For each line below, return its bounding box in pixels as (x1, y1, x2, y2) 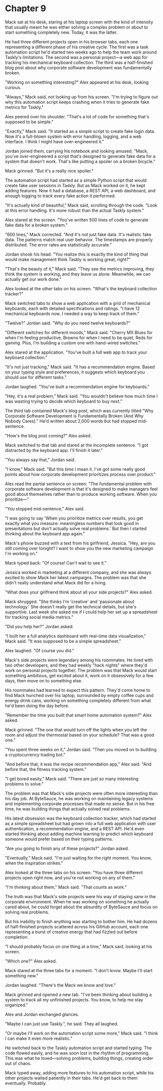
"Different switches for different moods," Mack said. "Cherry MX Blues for (5, 329, 153, 335)
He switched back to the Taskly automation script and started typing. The (5, 1045, 152, 1051)
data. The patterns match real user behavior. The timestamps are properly (5, 237, 153, 243)
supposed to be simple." (5, 119, 54, 125)
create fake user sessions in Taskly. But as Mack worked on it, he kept (5, 182, 146, 188)
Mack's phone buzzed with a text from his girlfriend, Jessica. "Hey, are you (5, 540, 156, 546)
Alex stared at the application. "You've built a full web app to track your (5, 349, 147, 355)
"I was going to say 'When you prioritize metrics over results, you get (5, 515, 143, 521)
